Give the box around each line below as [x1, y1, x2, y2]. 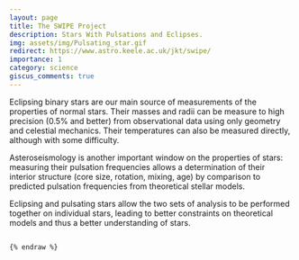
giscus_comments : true [9, 72, 95, 81]
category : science [9, 64, 78, 73]
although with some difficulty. [9, 134, 120, 145]
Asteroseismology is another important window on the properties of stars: [9, 152, 284, 163]
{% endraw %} [9, 242, 59, 252]
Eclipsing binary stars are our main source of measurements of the [9, 96, 257, 107]
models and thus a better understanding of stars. [9, 217, 191, 228]
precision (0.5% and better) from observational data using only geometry [9, 115, 281, 126]
